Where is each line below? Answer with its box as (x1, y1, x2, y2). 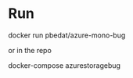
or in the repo (8, 45, 52, 55)
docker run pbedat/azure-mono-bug (8, 30, 126, 40)
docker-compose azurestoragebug (8, 60, 121, 70)
